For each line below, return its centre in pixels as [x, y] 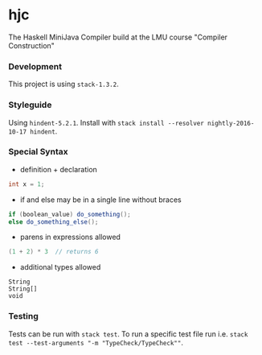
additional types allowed [60, 267]
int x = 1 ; [27, 184]
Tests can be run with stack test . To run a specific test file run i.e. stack [128, 334]
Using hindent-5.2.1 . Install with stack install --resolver [106, 122]
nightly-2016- [231, 123]
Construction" [31, 45]
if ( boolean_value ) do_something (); [70, 214]
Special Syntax [38, 152]
